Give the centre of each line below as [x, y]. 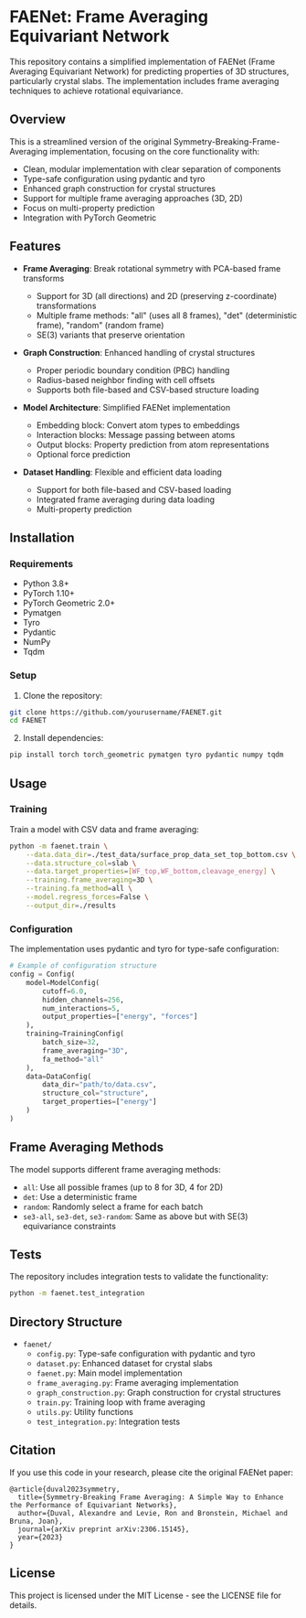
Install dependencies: [63, 738]
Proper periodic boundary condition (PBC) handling [133, 370]
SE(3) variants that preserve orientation [111, 335]
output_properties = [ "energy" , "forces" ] [120, 1017]
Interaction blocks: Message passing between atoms [136, 434]
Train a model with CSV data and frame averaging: [104, 829]
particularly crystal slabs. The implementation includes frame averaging [144, 80]
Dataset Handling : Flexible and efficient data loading [122, 472]
